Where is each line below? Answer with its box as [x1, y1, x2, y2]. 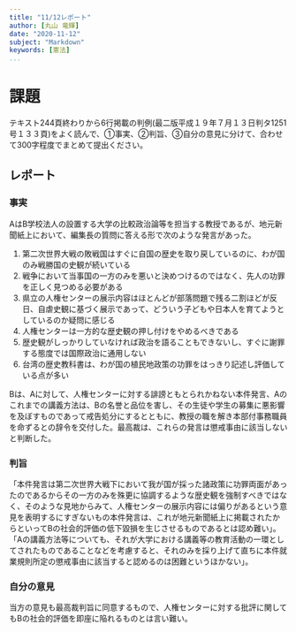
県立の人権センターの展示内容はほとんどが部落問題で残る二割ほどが [21, 293, 270, 303]
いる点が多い [21, 369, 69, 380]
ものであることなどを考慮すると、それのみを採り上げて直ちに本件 [39, 545, 280, 556]
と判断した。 [9, 432, 56, 443]
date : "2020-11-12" [9, 29, 81, 38]
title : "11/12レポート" [9, 12, 91, 22]
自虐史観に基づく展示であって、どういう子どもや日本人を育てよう [37, 303, 277, 314]
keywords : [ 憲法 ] [9, 46, 71, 55]
